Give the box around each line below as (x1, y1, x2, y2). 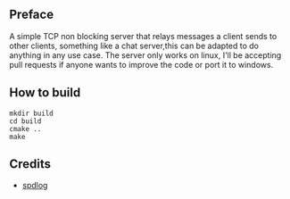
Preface (9, 7, 54, 22)
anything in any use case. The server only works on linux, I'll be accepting (9, 49, 282, 61)
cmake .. (9, 124, 42, 133)
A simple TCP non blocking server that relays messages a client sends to (9, 30, 278, 41)
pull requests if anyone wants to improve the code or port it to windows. (9, 59, 274, 70)
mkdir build (9, 109, 54, 118)
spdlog (21, 180, 48, 191)
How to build (9, 85, 81, 101)
